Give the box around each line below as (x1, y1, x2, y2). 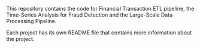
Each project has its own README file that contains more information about (6, 29, 192, 36)
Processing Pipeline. (6, 18, 57, 24)
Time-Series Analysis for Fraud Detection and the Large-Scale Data (6, 11, 173, 18)
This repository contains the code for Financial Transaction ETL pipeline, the (6, 5, 195, 12)
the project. (6, 36, 35, 42)
